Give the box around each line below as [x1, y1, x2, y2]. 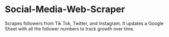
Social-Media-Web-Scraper [5, 4, 126, 15]
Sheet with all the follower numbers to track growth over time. [5, 25, 135, 31]
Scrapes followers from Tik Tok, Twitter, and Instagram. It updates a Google [5, 20, 164, 26]
